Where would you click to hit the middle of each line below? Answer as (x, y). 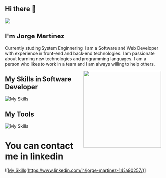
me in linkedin (34, 157)
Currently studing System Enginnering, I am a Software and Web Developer (82, 48)
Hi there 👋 (21, 9)
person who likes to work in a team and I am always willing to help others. (80, 64)
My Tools (20, 114)
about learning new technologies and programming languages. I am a (76, 58)
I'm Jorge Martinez (35, 36)
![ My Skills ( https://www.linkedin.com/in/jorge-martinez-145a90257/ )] (76, 170)
